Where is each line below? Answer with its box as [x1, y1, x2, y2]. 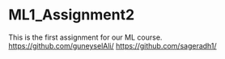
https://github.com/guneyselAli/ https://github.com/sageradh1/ [8, 40, 217, 50]
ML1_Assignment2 [8, 6, 135, 24]
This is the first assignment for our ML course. [8, 32, 163, 42]
